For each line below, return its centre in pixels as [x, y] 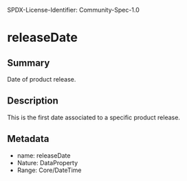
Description [33, 101]
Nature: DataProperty [47, 162]
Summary [29, 63]
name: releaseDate [44, 155]
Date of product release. [42, 79]
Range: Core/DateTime [49, 170]
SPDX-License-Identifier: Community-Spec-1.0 [73, 10]
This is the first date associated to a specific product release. [94, 117]
